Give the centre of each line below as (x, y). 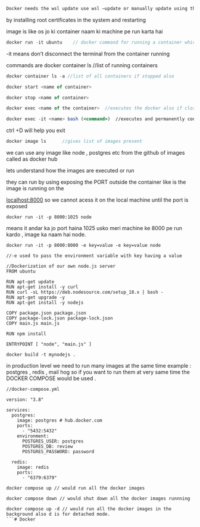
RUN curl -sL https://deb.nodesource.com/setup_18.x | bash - (85, 292)
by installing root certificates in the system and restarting (76, 20)
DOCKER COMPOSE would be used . (51, 378)
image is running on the (35, 188)
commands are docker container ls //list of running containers (82, 65)
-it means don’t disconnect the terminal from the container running (88, 54)
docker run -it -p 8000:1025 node (49, 217)
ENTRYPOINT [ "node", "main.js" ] (49, 344)
